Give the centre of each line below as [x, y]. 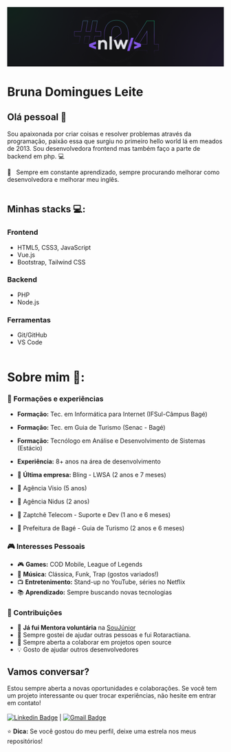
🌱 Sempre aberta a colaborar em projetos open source [94, 643]
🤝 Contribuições [35, 612]
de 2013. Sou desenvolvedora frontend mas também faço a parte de [104, 148]
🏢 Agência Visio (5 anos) [52, 488]
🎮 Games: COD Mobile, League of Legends [80, 564]
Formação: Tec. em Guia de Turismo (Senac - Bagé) [91, 427]
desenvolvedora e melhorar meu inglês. [63, 179]
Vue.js [26, 255]
